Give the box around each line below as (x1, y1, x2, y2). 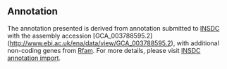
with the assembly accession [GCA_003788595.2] (7, 31, 153, 40)
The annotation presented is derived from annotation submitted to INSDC (7, 24, 220, 32)
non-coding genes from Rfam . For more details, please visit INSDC (7, 46, 201, 54)
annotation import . (7, 54, 61, 62)
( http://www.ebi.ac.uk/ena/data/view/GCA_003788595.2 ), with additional (7, 38, 220, 47)
